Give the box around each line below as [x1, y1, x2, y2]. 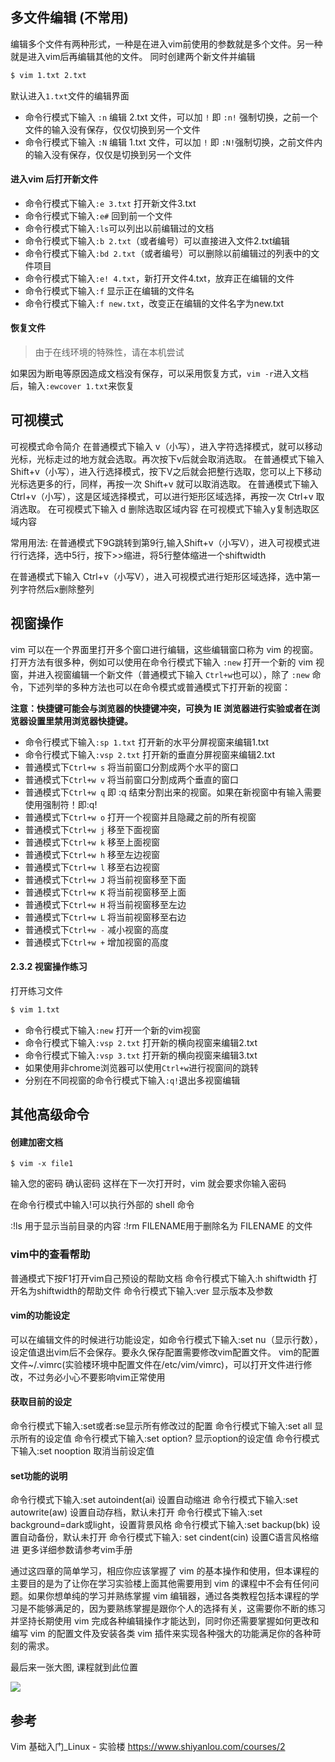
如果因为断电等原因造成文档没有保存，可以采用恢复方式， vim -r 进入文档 [10, 368, 309, 380]
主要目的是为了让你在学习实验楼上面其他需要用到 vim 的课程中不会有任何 [10, 1578, 311, 1590]
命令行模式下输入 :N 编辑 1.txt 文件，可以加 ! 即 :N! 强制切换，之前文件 [24, 136, 315, 148]
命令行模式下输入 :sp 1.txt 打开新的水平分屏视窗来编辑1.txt [24, 736, 269, 748]
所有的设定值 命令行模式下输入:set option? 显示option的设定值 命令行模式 [18, 1433, 320, 1445]
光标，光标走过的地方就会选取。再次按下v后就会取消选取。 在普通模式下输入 [10, 453, 325, 465]
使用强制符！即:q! [24, 798, 98, 810]
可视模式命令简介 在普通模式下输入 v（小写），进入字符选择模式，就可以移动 [10, 440, 323, 452]
